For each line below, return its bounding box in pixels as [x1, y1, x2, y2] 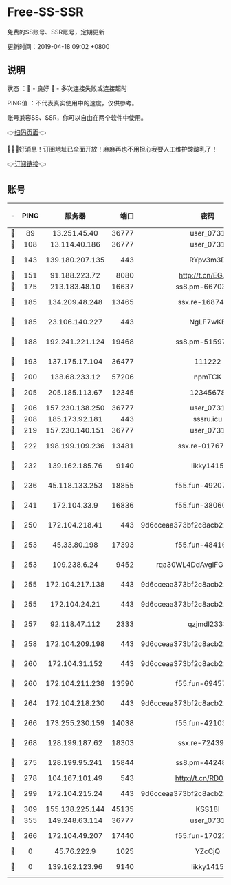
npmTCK [193, 372, 222, 382]
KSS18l [195, 804, 220, 813]
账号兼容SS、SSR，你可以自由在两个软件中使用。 [7, 113, 147, 121]
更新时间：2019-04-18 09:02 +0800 [7, 42, 110, 50]
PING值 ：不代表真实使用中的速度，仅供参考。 [7, 98, 138, 107]
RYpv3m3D [188, 255, 226, 264]
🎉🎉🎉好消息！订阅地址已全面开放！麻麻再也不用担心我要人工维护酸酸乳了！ [7, 145, 218, 153]
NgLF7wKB [188, 317, 226, 326]
